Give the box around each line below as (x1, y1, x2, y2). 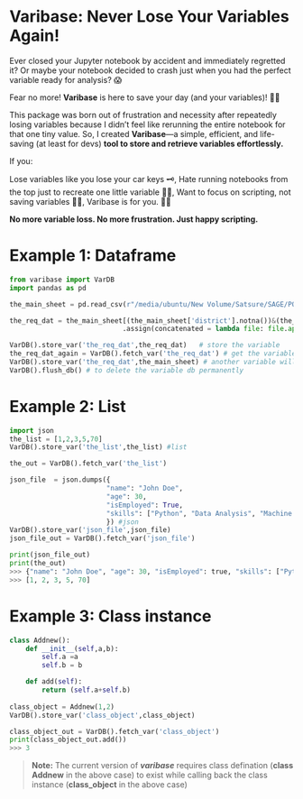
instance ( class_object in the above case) (31, 779, 188, 790)
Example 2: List (9, 396, 126, 417)
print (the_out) (9, 559, 67, 568)
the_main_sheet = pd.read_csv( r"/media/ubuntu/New (9, 299, 204, 308)
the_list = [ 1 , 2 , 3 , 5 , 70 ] (9, 435, 103, 444)
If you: (9, 155, 33, 166)
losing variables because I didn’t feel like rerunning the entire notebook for (9, 119, 286, 130)
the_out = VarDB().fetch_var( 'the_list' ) (9, 459, 168, 468)
